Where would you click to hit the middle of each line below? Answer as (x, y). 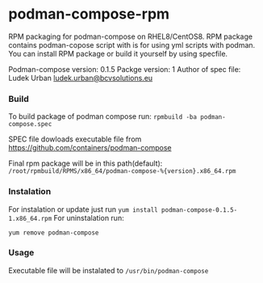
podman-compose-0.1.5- (199, 210)
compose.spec (30, 125)
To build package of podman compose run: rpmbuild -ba (103, 116)
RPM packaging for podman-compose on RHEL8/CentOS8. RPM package (130, 36)
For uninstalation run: (89, 218)
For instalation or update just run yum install (83, 209)
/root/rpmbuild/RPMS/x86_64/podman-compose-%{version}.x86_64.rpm (122, 171)
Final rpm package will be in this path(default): (86, 163)
